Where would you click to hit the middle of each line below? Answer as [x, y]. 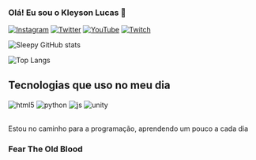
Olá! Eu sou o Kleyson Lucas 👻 [67, 13]
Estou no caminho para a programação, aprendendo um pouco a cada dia [128, 128]
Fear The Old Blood [45, 149]
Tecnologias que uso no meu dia [89, 85]
